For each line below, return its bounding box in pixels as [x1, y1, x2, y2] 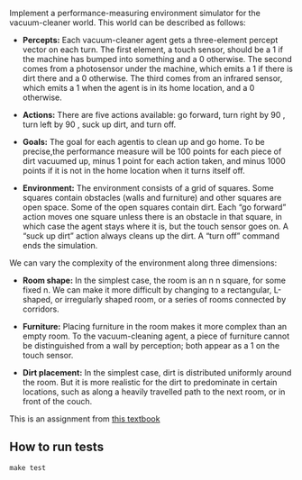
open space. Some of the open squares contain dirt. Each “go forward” [22, 202, 287, 213]
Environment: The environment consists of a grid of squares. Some [22, 183, 274, 193]
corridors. [22, 303, 60, 314]
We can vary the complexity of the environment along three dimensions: [9, 258, 278, 268]
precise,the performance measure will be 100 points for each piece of [22, 146, 282, 157]
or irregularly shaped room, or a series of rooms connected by [54, 294, 287, 304]
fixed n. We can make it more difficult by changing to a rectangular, [22, 285, 272, 295]
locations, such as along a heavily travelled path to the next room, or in [22, 386, 286, 397]
